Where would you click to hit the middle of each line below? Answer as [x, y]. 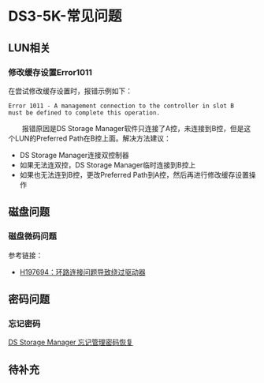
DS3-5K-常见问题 [65, 16]
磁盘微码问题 [33, 236]
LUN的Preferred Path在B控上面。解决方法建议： [93, 138]
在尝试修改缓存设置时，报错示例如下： [70, 91]
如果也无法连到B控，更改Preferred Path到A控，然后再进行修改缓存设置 [134, 175]
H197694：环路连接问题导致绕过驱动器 [82, 272]
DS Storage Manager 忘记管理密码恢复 [71, 342]
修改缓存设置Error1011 [50, 72]
